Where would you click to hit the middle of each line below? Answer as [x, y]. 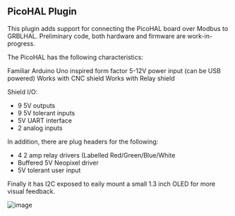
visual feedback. [31, 191]
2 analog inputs [40, 128]
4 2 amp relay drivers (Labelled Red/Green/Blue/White [96, 155]
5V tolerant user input [49, 170]
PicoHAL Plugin [42, 12]
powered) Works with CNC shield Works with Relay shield [91, 78]
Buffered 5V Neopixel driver [58, 163]
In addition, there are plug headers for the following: [83, 141]
